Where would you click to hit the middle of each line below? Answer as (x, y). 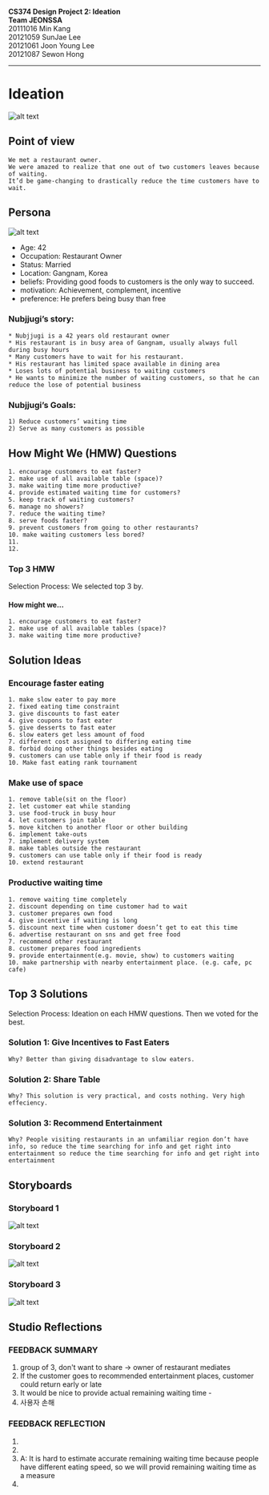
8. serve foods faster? (48, 520)
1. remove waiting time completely (68, 899)
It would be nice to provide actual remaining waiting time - (116, 1393)
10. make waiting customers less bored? (77, 535)
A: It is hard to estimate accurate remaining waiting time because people (139, 1458)
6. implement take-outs (48, 834)
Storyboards (40, 1185)
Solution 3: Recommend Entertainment (85, 1123)
